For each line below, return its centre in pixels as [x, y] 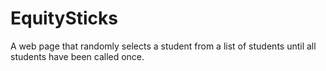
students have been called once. [77, 56]
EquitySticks [64, 18]
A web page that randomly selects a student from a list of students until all [163, 46]
